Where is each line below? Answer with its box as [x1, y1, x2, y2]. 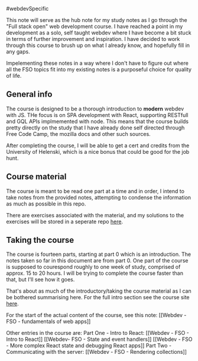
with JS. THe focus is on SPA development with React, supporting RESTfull [6, 111, 189, 118]
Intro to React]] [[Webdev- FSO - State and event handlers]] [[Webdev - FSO [6, 335, 193, 343]
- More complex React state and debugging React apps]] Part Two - [6, 342, 172, 349]
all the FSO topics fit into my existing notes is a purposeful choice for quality [6, 66, 192, 73]
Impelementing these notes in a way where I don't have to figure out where [6, 59, 189, 66]
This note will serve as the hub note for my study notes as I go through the [6, 17, 187, 23]
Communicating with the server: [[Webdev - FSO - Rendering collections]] [6, 349, 187, 356]
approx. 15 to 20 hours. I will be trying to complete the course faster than [6, 270, 183, 277]
